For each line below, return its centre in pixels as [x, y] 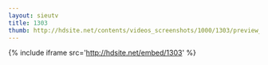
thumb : [19, 30]
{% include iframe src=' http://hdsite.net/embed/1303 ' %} [102, 53]
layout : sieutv [33, 15]
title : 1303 [28, 23]
